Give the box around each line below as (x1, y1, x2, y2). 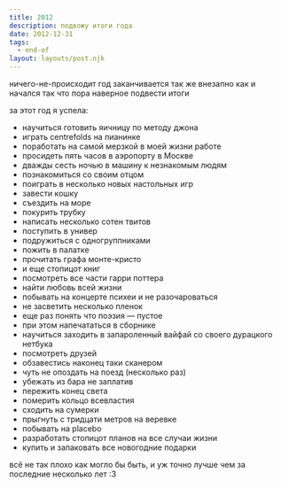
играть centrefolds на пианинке (21, 132, 141, 142)
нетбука (21, 338, 53, 349)
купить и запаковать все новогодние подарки (21, 442, 197, 453)
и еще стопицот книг (21, 263, 101, 274)
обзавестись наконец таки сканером (21, 358, 163, 368)
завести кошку (21, 188, 79, 198)
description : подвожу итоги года (9, 21, 133, 30)
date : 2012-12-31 (9, 29, 74, 38)
